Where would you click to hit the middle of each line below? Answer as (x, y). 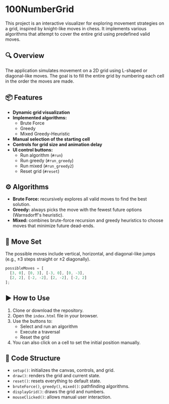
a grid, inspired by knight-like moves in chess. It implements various (76, 28)
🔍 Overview (25, 56)
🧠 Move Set (23, 242)
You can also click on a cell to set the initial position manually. (76, 342)
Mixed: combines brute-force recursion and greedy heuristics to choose (88, 221)
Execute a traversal (40, 331)
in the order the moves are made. (40, 81)
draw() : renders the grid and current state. (57, 376)
